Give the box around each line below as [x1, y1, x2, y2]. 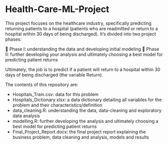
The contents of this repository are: [5, 82, 78, 88]
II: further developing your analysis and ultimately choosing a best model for [5, 51, 163, 57]
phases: [5, 36, 22, 42]
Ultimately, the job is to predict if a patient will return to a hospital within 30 [5, 66, 160, 72]
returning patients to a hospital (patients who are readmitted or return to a [5, 25, 158, 31]
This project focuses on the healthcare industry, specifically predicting [5, 20, 152, 26]
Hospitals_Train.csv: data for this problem [12, 91, 99, 97]
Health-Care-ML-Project [5, 4, 110, 15]
